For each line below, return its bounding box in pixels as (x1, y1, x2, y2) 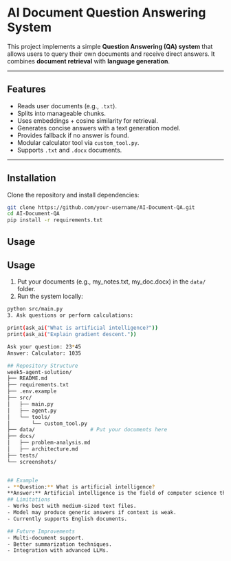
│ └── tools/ (7, 413, 51, 420)
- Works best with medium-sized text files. (7, 502, 137, 510)
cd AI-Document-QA (7, 210, 60, 217)
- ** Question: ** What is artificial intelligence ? (7, 483, 155, 491)
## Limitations (7, 496, 51, 503)
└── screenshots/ (7, 458, 57, 465)
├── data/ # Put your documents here (7, 426, 168, 433)
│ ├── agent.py (7, 407, 57, 414)
